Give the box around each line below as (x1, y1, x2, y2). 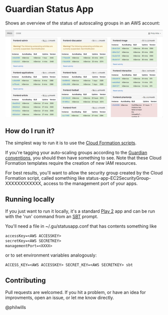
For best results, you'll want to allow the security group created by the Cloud (5, 170, 163, 176)
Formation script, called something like (5, 175, 85, 181)
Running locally (5, 195, 55, 203)
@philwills (5, 304, 26, 310)
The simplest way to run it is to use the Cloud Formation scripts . (5, 140, 136, 146)
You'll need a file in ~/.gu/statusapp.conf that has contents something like (5, 223, 157, 229)
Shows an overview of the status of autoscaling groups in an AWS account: (5, 20, 160, 26)
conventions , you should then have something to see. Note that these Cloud (5, 155, 161, 161)
